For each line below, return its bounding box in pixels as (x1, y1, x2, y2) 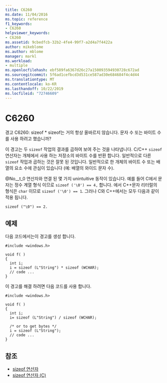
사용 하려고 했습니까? (10, 136, 51, 142)
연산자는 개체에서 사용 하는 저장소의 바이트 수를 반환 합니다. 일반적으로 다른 (5, 153, 152, 159)
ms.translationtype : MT (5, 77, 55, 82)
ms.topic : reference (5, 16, 48, 21)
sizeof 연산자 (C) (12, 372, 46, 378)
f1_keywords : (5, 21, 32, 26)
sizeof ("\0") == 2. (5, 204, 48, 210)
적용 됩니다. (5, 194, 28, 200)
